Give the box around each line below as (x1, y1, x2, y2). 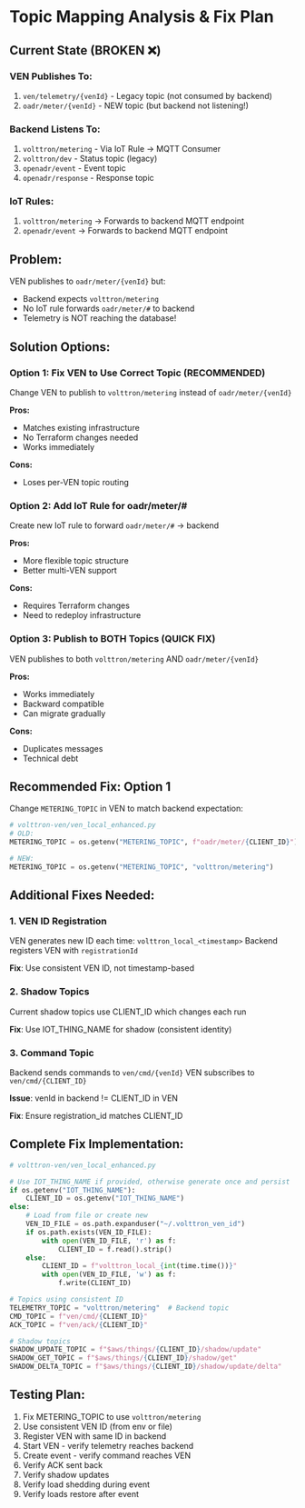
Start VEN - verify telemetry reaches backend (22, 1440, 194, 1451)
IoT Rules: (9, 195, 54, 208)
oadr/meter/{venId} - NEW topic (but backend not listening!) (22, 100, 250, 111)
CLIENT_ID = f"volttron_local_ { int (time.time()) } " (42, 1262, 238, 1271)
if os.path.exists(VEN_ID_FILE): (25, 1227, 152, 1237)
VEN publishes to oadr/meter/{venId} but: (9, 275, 166, 287)
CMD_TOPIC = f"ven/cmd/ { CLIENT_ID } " (9, 1312, 148, 1321)
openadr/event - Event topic (22, 163, 126, 174)
